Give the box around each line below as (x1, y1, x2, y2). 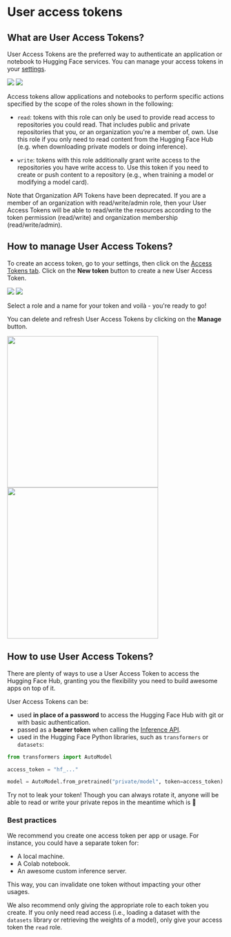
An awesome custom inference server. (17, 866, 128, 875)
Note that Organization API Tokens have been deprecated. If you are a (7, 192, 206, 199)
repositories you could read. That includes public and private (17, 120, 190, 129)
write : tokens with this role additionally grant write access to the (17, 156, 201, 164)
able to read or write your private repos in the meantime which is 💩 (7, 798, 197, 806)
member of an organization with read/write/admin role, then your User (7, 198, 207, 207)
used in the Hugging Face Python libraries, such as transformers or (17, 732, 209, 741)
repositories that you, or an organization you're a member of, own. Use (17, 128, 219, 136)
